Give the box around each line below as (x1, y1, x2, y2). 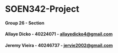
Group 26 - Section (5, 20, 45, 26)
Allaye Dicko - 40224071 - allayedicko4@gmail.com (5, 31, 113, 37)
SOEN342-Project (5, 3, 79, 15)
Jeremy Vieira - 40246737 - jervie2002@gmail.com (5, 42, 113, 48)
